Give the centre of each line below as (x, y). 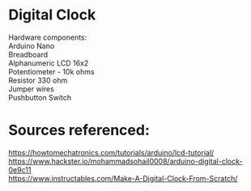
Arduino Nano (32, 45)
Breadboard (28, 54)
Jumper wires (31, 89)
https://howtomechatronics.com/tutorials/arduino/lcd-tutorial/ (111, 152)
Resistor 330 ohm (38, 80)
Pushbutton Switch (40, 97)
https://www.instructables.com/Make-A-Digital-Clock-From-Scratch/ (123, 178)
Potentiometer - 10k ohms (51, 71)
